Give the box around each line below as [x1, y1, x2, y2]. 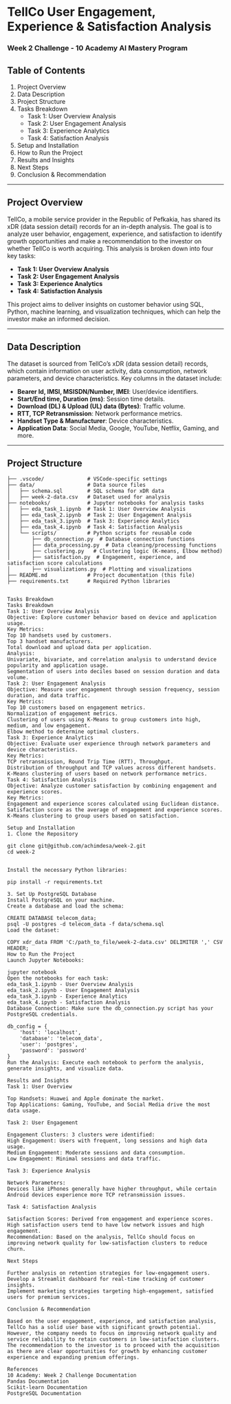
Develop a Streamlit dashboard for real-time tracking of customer [7, 1276, 205, 1283]
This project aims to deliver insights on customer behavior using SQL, [7, 300, 204, 308]
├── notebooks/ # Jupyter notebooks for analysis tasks [7, 500, 205, 507]
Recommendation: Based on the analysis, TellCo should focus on [7, 1233, 195, 1241]
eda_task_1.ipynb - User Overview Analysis [7, 981, 134, 988]
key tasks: [7, 252, 36, 260]
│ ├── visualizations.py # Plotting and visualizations [7, 566, 192, 573]
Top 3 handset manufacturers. [7, 638, 94, 645]
